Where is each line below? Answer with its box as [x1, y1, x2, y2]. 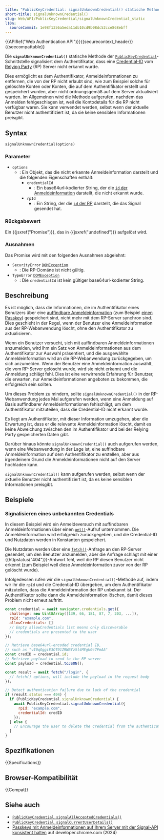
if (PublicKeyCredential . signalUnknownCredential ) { [9, 697, 119, 702]
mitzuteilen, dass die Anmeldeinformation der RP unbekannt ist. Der [5, 587, 142, 593]
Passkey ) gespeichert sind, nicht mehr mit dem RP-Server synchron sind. [5, 315, 152, 320]
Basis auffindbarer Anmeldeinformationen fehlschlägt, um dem [5, 401, 131, 407]
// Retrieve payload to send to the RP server [5, 656, 102, 662]
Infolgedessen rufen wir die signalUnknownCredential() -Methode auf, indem [5, 577, 159, 583]
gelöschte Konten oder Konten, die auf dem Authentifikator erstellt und [5, 84, 147, 89]
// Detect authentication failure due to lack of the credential [5, 688, 141, 693]
